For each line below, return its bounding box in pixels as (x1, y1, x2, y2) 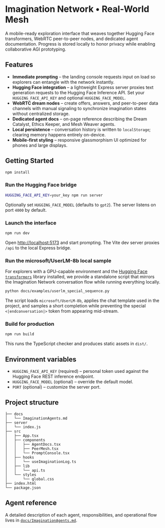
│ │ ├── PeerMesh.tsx (5, 446, 58, 451)
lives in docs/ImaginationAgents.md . (5, 517, 78, 523)
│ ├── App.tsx (5, 433, 39, 438)
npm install (5, 170, 30, 175)
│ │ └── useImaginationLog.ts (5, 459, 77, 464)
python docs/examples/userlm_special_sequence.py (5, 289, 110, 293)
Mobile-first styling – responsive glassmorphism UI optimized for (12, 137, 147, 143)
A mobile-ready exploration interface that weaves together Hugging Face (5, 30, 155, 36)
